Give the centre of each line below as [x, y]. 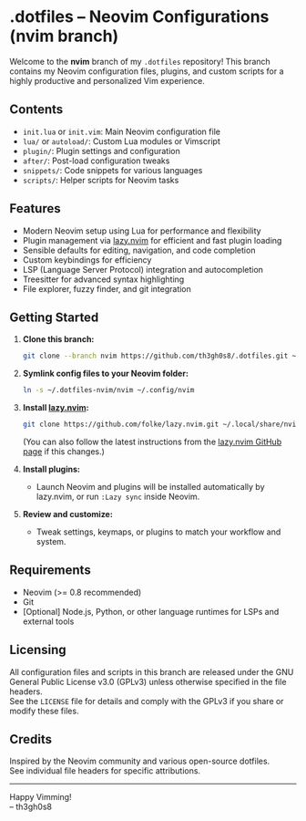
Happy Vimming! [41, 797]
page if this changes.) [63, 452]
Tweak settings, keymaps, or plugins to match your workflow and [158, 532]
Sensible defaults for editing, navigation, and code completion [139, 250]
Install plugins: [51, 469]
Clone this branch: [58, 339]
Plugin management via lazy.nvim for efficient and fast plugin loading [152, 240]
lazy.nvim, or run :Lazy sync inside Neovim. [118, 496]
